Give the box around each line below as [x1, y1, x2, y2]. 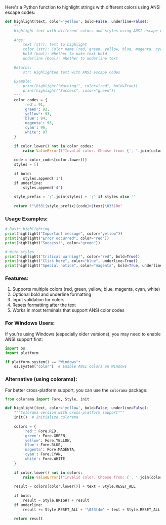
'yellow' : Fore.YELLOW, [23, 438, 72, 443]
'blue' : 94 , [23, 116, 48, 121]
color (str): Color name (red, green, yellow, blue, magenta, [23, 47, 154, 52]
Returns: [14, 65, 32, 70]
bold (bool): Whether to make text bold [23, 52, 107, 57]
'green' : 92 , [23, 107, 50, 112]
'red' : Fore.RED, [23, 429, 58, 434]
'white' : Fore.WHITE [23, 457, 65, 461]
